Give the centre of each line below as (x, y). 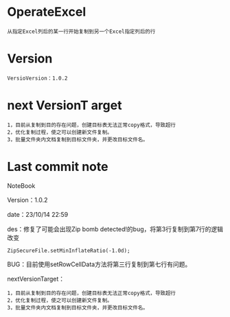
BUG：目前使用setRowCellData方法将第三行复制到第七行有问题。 (99, 264)
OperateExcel (47, 12)
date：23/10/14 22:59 (38, 214)
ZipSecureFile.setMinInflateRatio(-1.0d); (69, 250)
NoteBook (21, 185)
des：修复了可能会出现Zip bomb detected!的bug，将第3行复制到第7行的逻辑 (115, 229)
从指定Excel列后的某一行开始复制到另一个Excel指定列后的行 (81, 32)
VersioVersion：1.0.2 (37, 78)
